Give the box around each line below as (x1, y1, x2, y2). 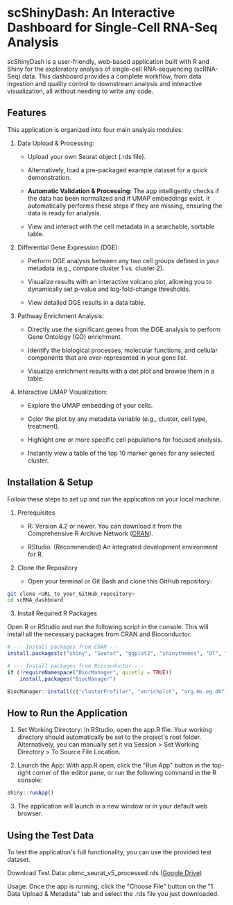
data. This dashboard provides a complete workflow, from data (21, 72, 202, 81)
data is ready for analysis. (27, 208, 102, 217)
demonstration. (27, 173, 71, 181)
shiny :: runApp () (7, 790, 54, 797)
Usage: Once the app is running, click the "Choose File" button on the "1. (7, 882, 215, 890)
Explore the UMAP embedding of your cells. (27, 401, 153, 409)
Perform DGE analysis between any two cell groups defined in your (27, 256, 220, 265)
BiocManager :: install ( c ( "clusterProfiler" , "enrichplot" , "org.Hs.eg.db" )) (7, 688, 231, 695)
